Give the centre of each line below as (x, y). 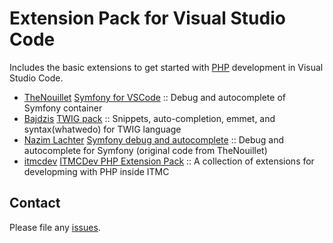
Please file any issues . (55, 227)
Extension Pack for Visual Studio (147, 18)
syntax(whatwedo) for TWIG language (102, 129)
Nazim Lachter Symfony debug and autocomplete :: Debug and (153, 139)
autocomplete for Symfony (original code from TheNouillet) (145, 150)
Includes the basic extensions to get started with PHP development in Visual (166, 67)
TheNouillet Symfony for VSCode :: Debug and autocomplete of (154, 97)
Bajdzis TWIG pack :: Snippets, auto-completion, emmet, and (149, 118)
